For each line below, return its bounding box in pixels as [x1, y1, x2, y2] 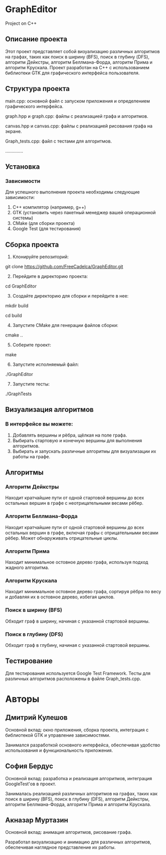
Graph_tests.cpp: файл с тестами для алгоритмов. [5, 138, 112, 144]
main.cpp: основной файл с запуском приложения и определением [5, 98, 150, 104]
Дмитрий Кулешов [5, 714, 68, 722]
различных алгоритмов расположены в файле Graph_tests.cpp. [5, 676, 141, 682]
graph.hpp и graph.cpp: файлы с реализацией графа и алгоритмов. [5, 113, 148, 119]
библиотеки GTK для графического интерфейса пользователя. [5, 70, 140, 76]
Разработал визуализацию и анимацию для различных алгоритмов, [5, 839, 152, 845]
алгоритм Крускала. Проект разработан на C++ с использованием [5, 64, 150, 70]
